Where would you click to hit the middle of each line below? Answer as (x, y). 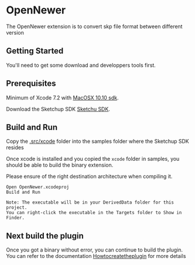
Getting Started (35, 51)
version (15, 32)
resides (15, 147)
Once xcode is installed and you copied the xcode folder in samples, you (93, 159)
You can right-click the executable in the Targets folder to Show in (94, 213)
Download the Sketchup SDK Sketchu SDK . (58, 109)
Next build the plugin (45, 235)
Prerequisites (31, 83)
